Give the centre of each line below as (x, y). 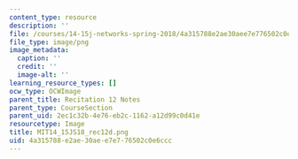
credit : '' (37, 67)
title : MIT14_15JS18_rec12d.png (69, 132)
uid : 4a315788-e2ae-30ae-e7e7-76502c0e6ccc (91, 140)
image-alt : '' (43, 75)
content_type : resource (53, 17)
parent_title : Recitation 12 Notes (75, 99)
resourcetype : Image (47, 125)
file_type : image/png (49, 42)
